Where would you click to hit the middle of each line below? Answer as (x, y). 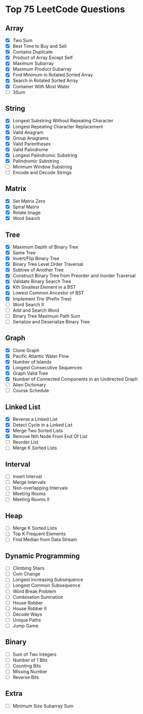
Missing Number (30, 671)
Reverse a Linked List (35, 419)
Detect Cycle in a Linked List (42, 425)
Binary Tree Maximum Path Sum (46, 316)
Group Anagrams (31, 138)
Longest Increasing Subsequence (48, 580)
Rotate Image (26, 213)
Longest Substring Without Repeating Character (63, 121)
